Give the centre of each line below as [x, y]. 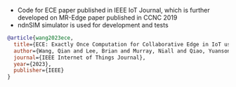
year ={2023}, [33, 64]
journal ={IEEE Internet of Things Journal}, [80, 58]
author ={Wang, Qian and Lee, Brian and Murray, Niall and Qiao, [110, 51]
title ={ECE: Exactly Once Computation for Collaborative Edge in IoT [117, 44]
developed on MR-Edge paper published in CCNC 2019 [97, 18]
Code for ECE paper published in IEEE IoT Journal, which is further [114, 10]
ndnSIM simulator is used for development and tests [93, 25]
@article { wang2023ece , [40, 38]
